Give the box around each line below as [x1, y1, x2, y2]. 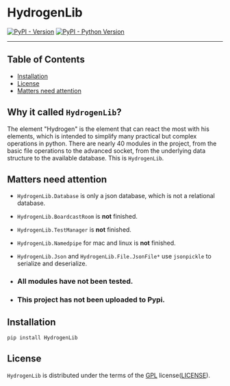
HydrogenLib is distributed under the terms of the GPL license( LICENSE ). [7, 371, 211, 379]
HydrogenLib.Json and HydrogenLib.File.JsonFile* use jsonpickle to [16, 252, 212, 261]
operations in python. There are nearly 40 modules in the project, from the [7, 139, 217, 147]
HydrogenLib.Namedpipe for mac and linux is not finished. [16, 239, 176, 248]
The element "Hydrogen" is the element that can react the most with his [7, 125, 210, 133]
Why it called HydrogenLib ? [7, 106, 122, 118]
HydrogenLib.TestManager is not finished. [16, 226, 132, 234]
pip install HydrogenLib [7, 335, 78, 341]
